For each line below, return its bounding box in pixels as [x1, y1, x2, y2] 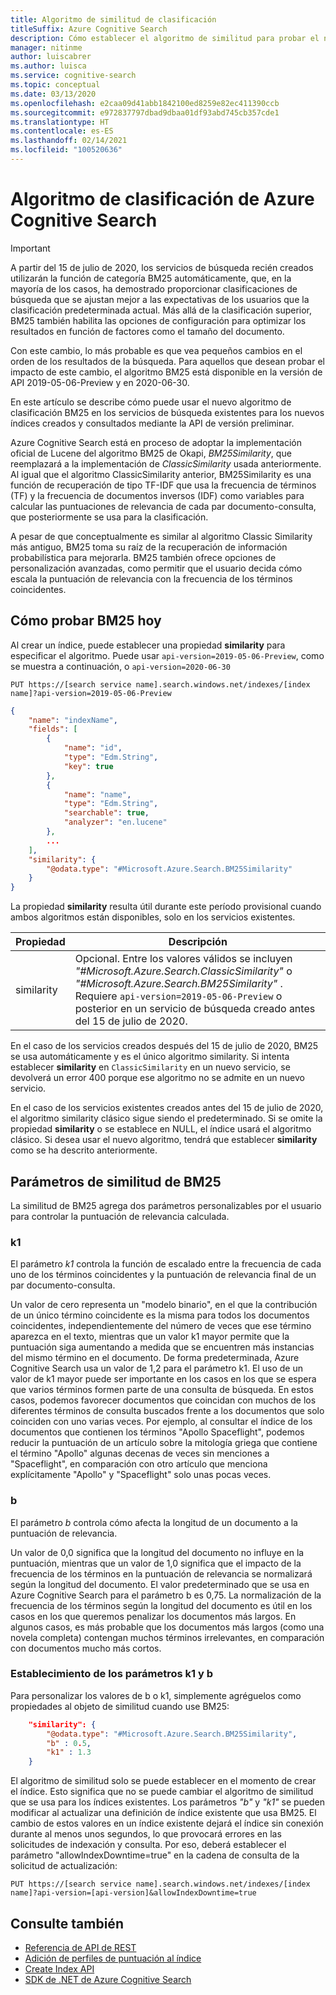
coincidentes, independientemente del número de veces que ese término [10, 1320, 312, 1332]
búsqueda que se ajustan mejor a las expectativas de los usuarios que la [10, 293, 310, 305]
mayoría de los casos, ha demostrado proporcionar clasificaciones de [10, 282, 298, 295]
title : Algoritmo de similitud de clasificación [10, 14, 217, 25]
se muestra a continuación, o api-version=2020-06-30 [10, 660, 231, 672]
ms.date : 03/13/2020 [10, 89, 97, 99]
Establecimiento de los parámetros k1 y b [10, 1667, 214, 1681]
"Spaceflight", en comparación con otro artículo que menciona [10, 1458, 268, 1470]
